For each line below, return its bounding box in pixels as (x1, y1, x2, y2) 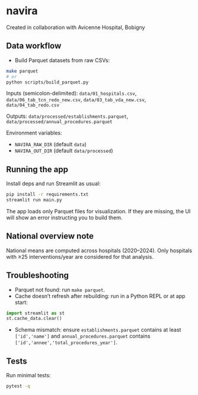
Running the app (6, 164, 68, 174)
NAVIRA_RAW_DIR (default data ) (14, 141, 87, 148)
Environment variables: (6, 129, 62, 137)
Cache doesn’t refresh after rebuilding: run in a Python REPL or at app (14, 292, 186, 300)
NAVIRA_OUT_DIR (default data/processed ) (14, 147, 114, 155)
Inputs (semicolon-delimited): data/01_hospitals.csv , (6, 90, 137, 97)
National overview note (6, 231, 94, 241)
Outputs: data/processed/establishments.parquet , (6, 113, 129, 120)
